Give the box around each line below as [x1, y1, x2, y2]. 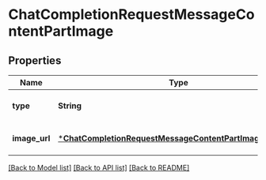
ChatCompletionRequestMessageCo [8, 6, 255, 24]
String [58, 100, 82, 111]
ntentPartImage [8, 22, 114, 40]
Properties [8, 54, 62, 67]
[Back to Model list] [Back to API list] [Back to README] [8, 163, 190, 172]
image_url [12, 133, 51, 144]
